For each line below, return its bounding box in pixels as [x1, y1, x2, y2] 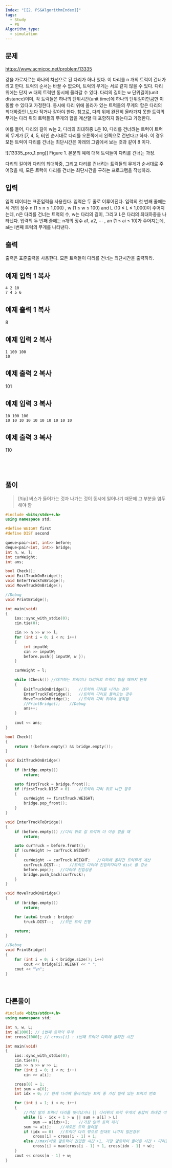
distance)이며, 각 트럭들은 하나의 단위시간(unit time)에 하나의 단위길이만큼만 [5, 96, 159, 102]
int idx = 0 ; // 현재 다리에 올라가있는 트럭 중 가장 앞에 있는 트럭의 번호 [14, 1091, 156, 1096]
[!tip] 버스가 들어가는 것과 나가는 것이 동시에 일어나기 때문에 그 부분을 [17, 495, 156, 502]
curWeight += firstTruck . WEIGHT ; [24, 796, 95, 801]
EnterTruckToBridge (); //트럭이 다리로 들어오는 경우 [24, 692, 133, 697]
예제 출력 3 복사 [5, 433, 52, 441]
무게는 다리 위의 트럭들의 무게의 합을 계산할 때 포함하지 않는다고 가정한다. [5, 115, 152, 121]
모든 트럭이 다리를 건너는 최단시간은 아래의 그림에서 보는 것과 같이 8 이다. [5, 138, 152, 145]
